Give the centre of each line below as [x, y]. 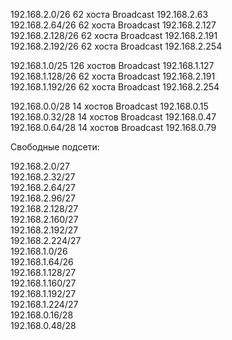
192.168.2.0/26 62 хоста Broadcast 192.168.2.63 [109, 14]
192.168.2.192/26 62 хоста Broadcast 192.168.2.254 [116, 46]
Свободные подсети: [55, 147]
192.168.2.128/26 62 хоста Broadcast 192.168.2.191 [114, 35]
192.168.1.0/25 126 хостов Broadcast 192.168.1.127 [112, 65]
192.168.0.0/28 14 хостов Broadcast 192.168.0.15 [109, 106]
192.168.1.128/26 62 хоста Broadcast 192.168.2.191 [113, 76]
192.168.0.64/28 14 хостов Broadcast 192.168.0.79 [113, 127]
